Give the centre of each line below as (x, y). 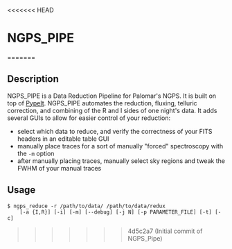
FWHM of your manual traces (59, 168)
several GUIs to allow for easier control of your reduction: (89, 118)
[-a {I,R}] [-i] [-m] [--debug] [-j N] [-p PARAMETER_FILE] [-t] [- (121, 212)
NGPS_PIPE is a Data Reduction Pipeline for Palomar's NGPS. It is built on (112, 96)
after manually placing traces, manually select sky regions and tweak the (121, 161)
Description (33, 79)
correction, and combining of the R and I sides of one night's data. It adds (112, 110)
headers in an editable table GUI (63, 139)
